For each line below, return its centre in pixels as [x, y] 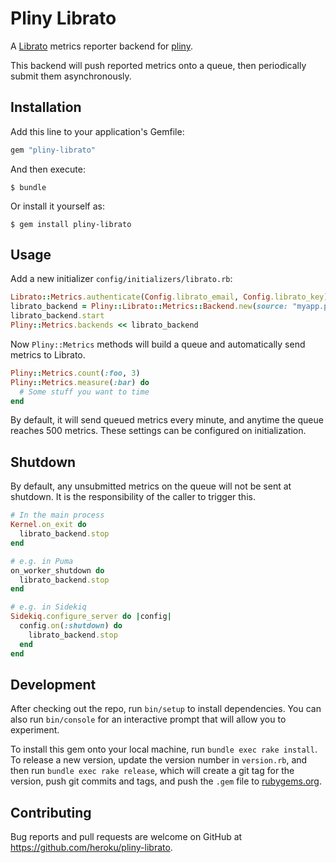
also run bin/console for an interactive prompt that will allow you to [148, 719]
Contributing [51, 812]
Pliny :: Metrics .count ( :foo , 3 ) [75, 373]
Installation [46, 107]
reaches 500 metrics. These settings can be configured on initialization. [158, 431]
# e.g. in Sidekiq [48, 607]
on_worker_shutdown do [57, 570]
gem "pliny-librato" [53, 150]
